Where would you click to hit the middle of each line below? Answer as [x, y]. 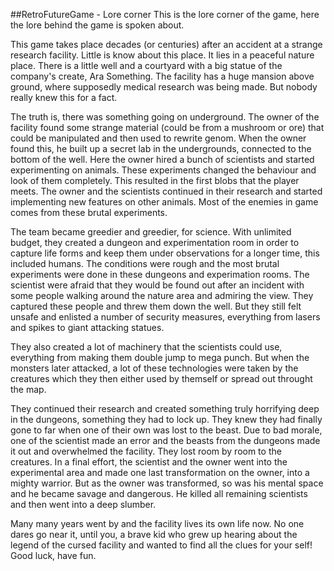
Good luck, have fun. [53, 555]
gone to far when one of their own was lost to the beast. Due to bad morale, [166, 430]
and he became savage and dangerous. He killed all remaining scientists [159, 493]
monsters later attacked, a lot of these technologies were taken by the [154, 368]
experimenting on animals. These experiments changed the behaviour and [163, 170]
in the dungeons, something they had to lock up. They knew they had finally [166, 419]
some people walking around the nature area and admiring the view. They [162, 295]
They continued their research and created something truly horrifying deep [165, 408]
